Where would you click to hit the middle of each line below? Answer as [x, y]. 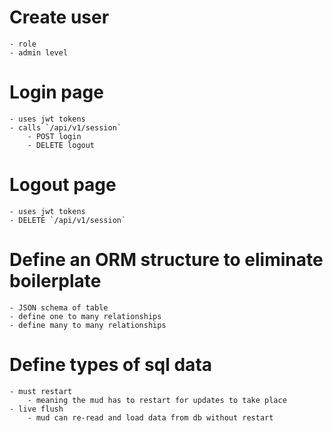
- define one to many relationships [85, 316]
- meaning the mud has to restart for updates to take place [157, 400]
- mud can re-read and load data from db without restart [150, 417]
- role [23, 44]
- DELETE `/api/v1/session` [68, 220]
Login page [56, 92]
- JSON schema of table [59, 307]
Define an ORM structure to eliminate [166, 260]
